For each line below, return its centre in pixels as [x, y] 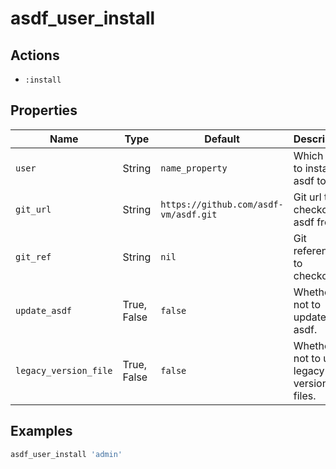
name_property [194, 168]
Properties [44, 110]
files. [305, 395]
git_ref [33, 256]
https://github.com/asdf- [222, 204]
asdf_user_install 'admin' [66, 454]
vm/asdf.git [189, 214]
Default [222, 139]
